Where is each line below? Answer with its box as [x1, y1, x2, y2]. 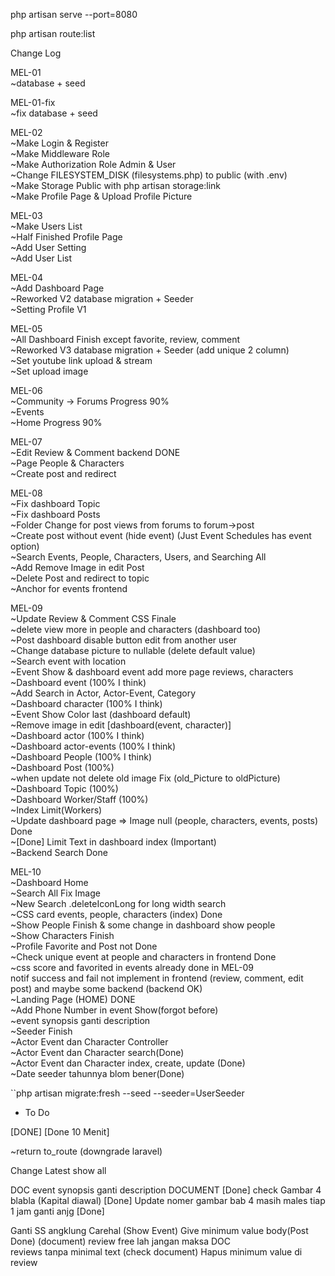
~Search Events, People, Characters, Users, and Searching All [10, 551, 267, 563]
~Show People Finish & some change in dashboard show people [10, 919, 276, 931]
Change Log [10, 47, 62, 59]
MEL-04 [10, 272, 44, 283]
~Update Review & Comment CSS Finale [10, 613, 177, 624]
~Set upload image [10, 365, 89, 377]
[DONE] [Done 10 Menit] [10, 1126, 110, 1138]
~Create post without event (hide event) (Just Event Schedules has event [10, 530, 312, 541]
